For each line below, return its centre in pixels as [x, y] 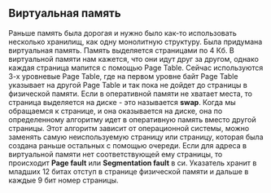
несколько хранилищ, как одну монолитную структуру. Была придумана [135, 42]
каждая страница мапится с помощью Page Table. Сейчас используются [136, 68]
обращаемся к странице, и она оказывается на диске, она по [116, 111]
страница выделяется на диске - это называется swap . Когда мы [122, 102]
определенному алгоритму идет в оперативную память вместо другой [132, 119]
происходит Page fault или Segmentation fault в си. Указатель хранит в [133, 163]
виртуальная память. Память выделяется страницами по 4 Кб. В [121, 50]
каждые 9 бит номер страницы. [64, 180]
